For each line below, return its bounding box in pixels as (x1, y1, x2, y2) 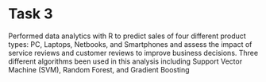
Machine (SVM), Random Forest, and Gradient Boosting (8, 64, 190, 74)
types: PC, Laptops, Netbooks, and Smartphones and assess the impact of (8, 39, 253, 49)
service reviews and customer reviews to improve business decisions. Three (8, 48, 259, 57)
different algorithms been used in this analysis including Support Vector (8, 57, 243, 66)
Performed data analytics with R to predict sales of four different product (8, 31, 246, 41)
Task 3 (8, 5, 53, 23)
